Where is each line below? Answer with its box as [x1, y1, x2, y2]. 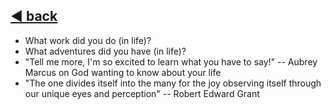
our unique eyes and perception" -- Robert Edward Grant [24, 87, 260, 99]
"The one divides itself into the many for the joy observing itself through [24, 77, 322, 89]
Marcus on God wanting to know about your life [24, 66, 222, 78]
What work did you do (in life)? [24, 34, 152, 46]
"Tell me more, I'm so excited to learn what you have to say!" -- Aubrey [24, 55, 318, 68]
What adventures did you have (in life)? [24, 45, 187, 57]
